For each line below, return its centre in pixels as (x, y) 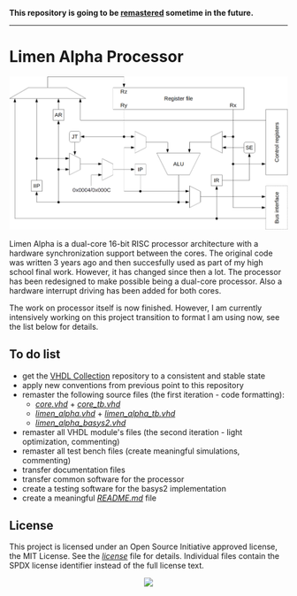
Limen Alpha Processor (96, 57)
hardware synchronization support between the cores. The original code (141, 253)
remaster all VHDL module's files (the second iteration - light (132, 432)
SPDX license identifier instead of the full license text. (107, 566)
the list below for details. (54, 326)
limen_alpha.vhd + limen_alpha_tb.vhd (105, 413)
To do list (35, 354)
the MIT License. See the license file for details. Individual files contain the (145, 556)
